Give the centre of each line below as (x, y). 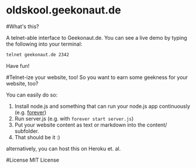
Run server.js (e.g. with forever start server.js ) (74, 118)
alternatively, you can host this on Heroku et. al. (63, 148)
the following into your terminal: (44, 44)
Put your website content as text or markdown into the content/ (91, 125)
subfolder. (27, 131)
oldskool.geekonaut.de (63, 10)
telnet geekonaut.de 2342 (37, 54)
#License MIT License (33, 160)
